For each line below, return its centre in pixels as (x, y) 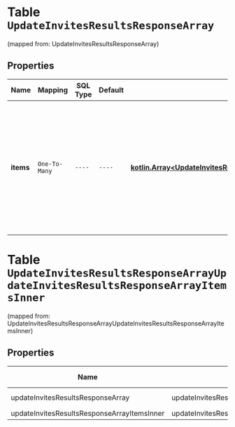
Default (112, 90)
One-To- (50, 164)
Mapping (53, 90)
